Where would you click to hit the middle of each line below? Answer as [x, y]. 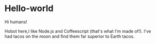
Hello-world [29, 8]
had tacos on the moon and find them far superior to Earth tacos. [69, 36]
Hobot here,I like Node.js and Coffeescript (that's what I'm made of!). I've [78, 31]
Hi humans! [16, 22]
